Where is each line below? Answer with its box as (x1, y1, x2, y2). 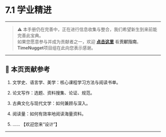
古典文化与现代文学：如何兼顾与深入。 (12, 100, 90, 106)
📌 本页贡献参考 (5, 65, 50, 74)
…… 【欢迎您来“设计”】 (12, 121, 60, 127)
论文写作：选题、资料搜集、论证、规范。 (12, 90, 95, 96)
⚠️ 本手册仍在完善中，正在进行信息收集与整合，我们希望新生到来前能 (17, 26, 158, 32)
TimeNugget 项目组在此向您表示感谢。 (17, 45, 96, 51)
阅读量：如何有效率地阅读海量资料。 (12, 110, 86, 116)
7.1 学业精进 (5, 4, 52, 16)
